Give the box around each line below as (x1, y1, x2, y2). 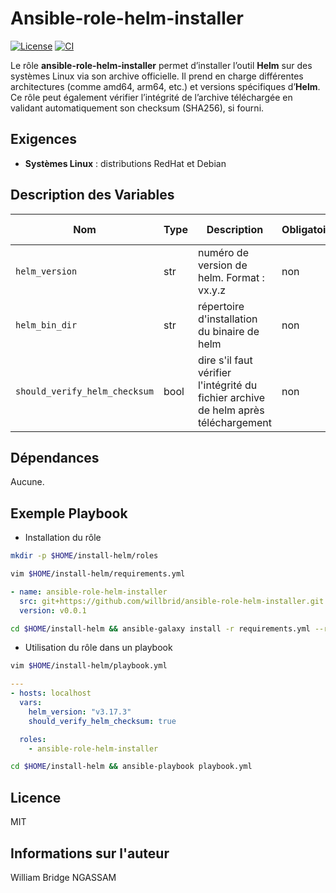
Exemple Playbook (10, 505, 128, 522)
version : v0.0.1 (19, 605, 87, 616)
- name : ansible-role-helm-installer (10, 587, 168, 597)
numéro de (197, 245, 249, 259)
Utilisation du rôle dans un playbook (24, 642, 173, 654)
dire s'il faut (197, 353, 253, 367)
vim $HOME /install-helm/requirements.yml (10, 569, 186, 579)
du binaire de (197, 324, 260, 338)
